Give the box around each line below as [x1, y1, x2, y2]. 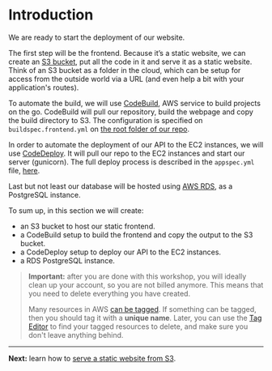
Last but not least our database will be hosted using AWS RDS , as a [8, 181, 233, 191]
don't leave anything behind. [28, 330, 124, 339]
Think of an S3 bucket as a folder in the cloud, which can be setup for [8, 65, 241, 75]
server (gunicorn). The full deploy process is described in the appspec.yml [8, 156, 255, 167]
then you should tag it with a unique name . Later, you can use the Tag [28, 313, 262, 322]
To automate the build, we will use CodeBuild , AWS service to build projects [8, 98, 261, 108]
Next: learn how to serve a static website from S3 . [8, 353, 176, 363]
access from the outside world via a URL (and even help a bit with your [8, 74, 244, 83]
